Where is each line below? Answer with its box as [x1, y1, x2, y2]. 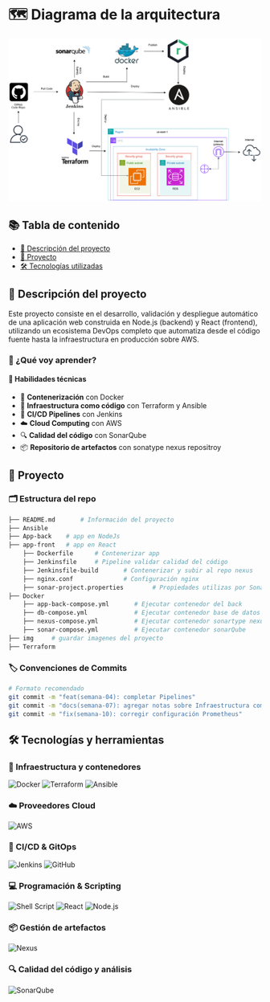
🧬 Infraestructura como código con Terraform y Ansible [19, 401, 207, 411]
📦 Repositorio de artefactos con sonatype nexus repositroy [19, 443, 222, 452]
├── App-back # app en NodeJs [8, 533, 121, 541]
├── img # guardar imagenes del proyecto [8, 634, 163, 642]
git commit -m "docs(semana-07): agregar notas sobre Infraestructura [8, 701, 250, 710]
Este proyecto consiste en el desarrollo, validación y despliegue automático [8, 309, 259, 318]
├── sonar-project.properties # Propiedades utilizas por [22, 583, 247, 591]
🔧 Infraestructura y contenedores [8, 761, 141, 772]
